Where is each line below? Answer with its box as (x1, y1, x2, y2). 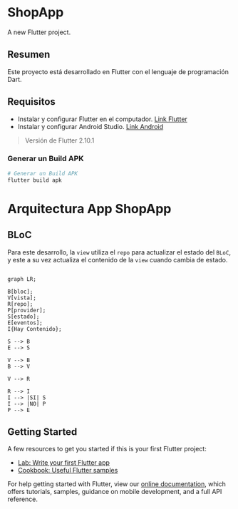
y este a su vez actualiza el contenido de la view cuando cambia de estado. (7, 255, 228, 264)
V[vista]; (7, 294, 37, 302)
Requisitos (7, 96, 56, 108)
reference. (7, 495, 38, 503)
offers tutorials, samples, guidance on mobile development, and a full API (7, 488, 222, 496)
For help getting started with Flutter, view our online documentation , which (7, 480, 227, 488)
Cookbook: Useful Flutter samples (17, 466, 118, 475)
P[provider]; (7, 307, 46, 314)
